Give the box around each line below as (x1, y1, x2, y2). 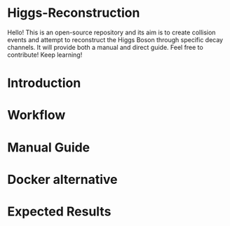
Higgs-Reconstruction (7, 5, 140, 21)
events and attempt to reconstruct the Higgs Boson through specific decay (7, 35, 223, 44)
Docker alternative (7, 171, 118, 187)
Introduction (7, 75, 81, 91)
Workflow (7, 107, 66, 124)
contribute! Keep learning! (7, 51, 83, 59)
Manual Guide (7, 139, 90, 155)
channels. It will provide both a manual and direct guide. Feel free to (7, 43, 203, 51)
